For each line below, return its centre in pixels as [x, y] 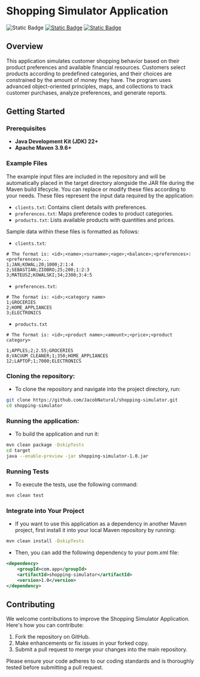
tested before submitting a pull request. [55, 667]
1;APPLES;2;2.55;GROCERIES [40, 350]
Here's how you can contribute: [45, 625]
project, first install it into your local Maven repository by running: [95, 530]
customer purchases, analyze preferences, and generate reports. [87, 92]
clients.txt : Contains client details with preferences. [81, 207]
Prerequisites [26, 129]
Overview [25, 46]
